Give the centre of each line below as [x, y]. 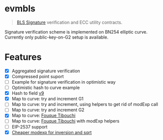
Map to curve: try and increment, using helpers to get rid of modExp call [85, 104]
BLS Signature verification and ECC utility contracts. [69, 22]
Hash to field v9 [28, 93]
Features [23, 57]
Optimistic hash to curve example [46, 88]
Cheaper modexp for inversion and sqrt [52, 132]
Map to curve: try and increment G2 [48, 110]
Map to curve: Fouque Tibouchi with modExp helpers [65, 121]
